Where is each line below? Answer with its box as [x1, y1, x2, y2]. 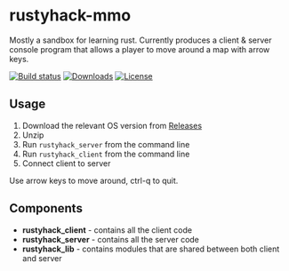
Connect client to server [21, 157, 111, 169]
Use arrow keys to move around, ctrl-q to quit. [9, 175, 179, 186]
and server [21, 252, 62, 263]
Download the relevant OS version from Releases [21, 120, 203, 131]
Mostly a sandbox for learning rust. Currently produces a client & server [9, 35, 272, 45]
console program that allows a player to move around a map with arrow [9, 44, 270, 54]
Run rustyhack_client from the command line [21, 148, 190, 159]
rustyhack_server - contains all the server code [21, 234, 200, 244]
